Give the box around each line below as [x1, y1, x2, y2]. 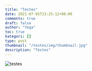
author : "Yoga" [5, 25, 36, 30]
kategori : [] [5, 34, 31, 39]
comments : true [5, 16, 36, 21]
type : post [5, 39, 27, 43]
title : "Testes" [5, 7, 38, 12]
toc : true [5, 29, 25, 34]
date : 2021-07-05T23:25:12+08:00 [5, 12, 73, 16]
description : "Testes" [5, 47, 51, 52]
